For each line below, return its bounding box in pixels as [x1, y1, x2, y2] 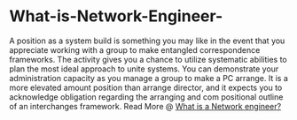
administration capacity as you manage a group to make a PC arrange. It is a [9, 72, 288, 83]
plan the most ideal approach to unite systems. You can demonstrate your [9, 64, 279, 74]
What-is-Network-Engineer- [9, 6, 223, 26]
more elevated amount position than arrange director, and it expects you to [9, 82, 283, 93]
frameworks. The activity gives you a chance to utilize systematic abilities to [9, 54, 287, 64]
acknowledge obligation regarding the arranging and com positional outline [9, 91, 284, 102]
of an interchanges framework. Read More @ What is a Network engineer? [9, 101, 282, 111]
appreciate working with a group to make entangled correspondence [9, 44, 261, 55]
